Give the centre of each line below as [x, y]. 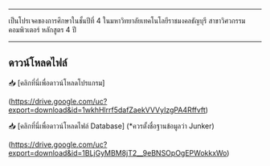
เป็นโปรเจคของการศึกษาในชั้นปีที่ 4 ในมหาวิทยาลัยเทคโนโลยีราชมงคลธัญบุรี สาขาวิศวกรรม [127, 20]
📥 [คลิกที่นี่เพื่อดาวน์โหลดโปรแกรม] [57, 83]
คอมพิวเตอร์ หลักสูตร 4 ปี [42, 30]
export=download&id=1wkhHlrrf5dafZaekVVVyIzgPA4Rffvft [107, 110]
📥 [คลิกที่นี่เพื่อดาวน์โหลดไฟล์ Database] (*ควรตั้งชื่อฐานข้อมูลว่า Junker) [111, 126]
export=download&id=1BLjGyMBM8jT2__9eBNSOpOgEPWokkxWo [118, 152]
